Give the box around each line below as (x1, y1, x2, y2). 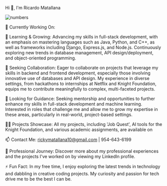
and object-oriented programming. (5, 55, 76, 61)
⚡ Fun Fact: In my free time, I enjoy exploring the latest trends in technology (5, 163, 161, 169)
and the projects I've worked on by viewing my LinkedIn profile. (5, 153, 136, 159)
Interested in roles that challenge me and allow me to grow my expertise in (5, 106, 158, 112)
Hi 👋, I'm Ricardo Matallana (5, 5, 61, 10)
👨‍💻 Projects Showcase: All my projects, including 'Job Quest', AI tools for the (5, 121, 163, 127)
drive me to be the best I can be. (5, 176, 72, 182)
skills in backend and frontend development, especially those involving (5, 70, 151, 76)
